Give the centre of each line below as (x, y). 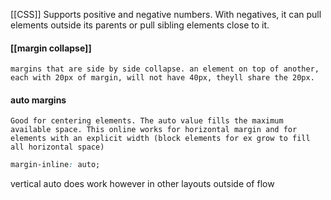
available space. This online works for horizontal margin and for (154, 130)
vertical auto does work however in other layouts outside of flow (142, 184)
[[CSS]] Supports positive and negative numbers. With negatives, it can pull (166, 14)
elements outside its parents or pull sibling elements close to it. (140, 25)
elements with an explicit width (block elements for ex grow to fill (160, 139)
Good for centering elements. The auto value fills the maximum (147, 121)
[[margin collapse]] (51, 48)
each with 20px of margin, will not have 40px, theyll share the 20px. (162, 78)
